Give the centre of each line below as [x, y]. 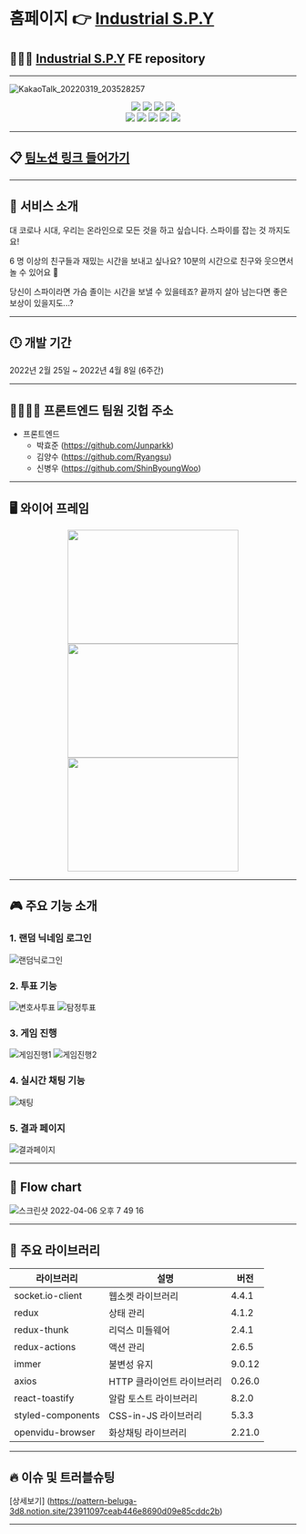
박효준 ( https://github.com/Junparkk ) [105, 445]
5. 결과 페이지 [37, 1128]
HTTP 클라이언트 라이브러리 [165, 1381]
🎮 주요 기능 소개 [53, 906]
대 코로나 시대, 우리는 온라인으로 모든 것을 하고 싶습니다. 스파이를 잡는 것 [138, 230]
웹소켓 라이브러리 [144, 1296]
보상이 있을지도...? [42, 302]
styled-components [57, 1415]
